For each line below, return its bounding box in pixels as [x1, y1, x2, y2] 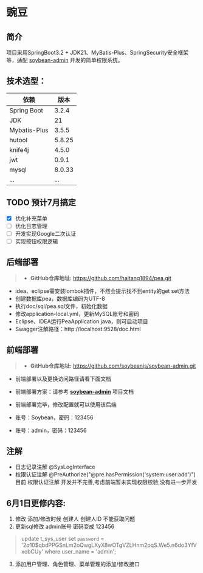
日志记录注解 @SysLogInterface [15, 463, 95, 471]
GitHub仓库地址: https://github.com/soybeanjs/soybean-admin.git [30, 362, 196, 369]
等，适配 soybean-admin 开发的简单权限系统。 [6, 57, 123, 64]
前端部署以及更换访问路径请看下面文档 [15, 375, 111, 382]
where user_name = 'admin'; [44, 548, 117, 555]
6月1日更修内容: [6, 498, 66, 508]
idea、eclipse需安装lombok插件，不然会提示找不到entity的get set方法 [15, 287, 190, 295]
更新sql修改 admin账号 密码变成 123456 [15, 523, 115, 530]
